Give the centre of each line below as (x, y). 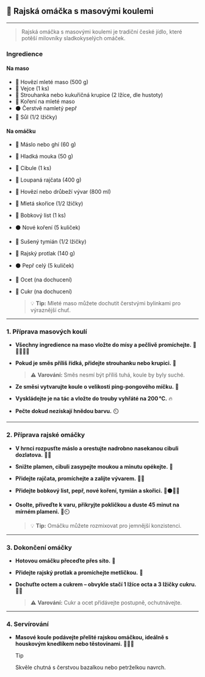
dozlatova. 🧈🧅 (33, 455)
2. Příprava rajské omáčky (46, 435)
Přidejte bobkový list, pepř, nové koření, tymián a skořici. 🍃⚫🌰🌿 (97, 491)
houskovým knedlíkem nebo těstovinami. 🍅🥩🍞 (74, 644)
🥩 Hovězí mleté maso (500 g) (52, 82)
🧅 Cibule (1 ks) (33, 168)
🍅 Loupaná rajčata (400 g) (48, 180)
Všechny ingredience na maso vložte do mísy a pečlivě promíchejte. (103, 345)
